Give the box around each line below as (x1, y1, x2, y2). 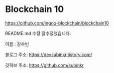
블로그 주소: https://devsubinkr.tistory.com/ (5, 51, 92, 57)
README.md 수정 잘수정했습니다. (5, 30, 71, 36)
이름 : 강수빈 (5, 41, 29, 47)
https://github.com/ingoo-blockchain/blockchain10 (5, 20, 109, 26)
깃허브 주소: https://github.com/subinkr (5, 62, 84, 68)
